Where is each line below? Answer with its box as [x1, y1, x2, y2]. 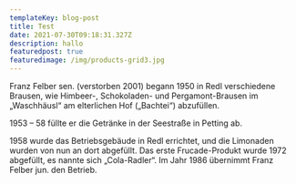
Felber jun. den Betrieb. [9, 165, 97, 175]
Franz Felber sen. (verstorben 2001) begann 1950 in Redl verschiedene [9, 81, 276, 91]
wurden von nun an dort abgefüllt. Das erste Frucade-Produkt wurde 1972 [9, 145, 287, 156]
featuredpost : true [9, 47, 84, 56]
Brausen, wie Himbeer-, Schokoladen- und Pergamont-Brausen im [9, 90, 259, 101]
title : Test [9, 22, 55, 31]
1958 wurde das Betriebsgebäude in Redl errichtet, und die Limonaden [9, 136, 275, 146]
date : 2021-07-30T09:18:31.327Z [9, 30, 132, 39]
